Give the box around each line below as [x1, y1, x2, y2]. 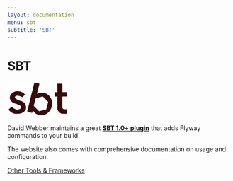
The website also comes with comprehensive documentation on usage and [7, 145, 227, 153]
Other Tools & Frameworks [7, 166, 85, 175]
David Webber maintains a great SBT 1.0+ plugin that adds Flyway [7, 124, 201, 132]
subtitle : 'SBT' [7, 26, 55, 33]
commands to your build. [7, 132, 80, 140]
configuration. [7, 153, 48, 161]
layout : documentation [7, 11, 74, 18]
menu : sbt [7, 18, 37, 26]
